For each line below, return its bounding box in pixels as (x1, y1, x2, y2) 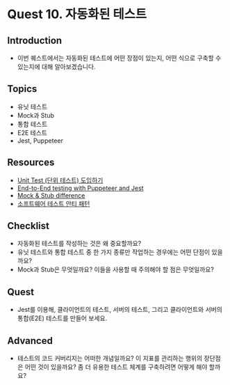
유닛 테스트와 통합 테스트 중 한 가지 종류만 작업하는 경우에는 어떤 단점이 (17, 248, 211, 256)
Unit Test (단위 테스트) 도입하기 (17, 175, 104, 184)
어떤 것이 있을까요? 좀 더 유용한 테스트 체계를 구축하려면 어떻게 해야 (24, 363, 208, 371)
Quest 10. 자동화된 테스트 (7, 6, 147, 22)
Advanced (7, 335, 54, 347)
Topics (7, 83, 38, 95)
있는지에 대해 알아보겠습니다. (17, 63, 96, 70)
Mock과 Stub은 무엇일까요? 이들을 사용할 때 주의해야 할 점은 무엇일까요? (17, 265, 214, 274)
